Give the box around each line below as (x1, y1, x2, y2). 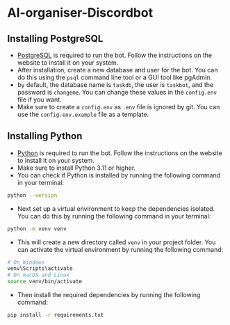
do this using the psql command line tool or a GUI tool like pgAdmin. (17, 73, 213, 81)
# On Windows (7, 259, 45, 266)
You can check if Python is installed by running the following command (17, 171, 221, 179)
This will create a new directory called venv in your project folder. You (17, 238, 216, 246)
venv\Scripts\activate (7, 265, 73, 272)
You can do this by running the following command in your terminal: (17, 212, 211, 220)
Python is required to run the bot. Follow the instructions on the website (17, 148, 222, 157)
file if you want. (17, 95, 62, 104)
